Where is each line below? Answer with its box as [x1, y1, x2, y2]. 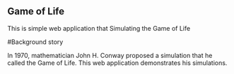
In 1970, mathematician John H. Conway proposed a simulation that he [7, 51, 213, 59]
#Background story [7, 38, 64, 46]
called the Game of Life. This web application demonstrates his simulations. [7, 59, 228, 67]
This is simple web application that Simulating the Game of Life [7, 24, 191, 32]
